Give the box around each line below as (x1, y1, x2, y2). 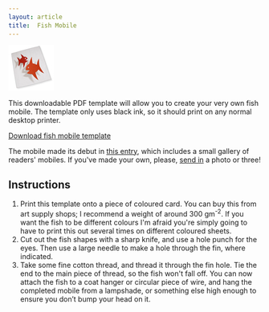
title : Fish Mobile (8, 21, 78, 30)
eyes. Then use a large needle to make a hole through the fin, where (19, 243, 247, 253)
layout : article (8, 13, 63, 21)
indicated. (19, 251, 54, 261)
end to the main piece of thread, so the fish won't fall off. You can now (19, 269, 253, 278)
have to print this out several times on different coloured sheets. (19, 225, 232, 236)
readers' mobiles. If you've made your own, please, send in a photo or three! (8, 155, 261, 164)
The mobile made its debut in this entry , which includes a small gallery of (8, 146, 250, 156)
